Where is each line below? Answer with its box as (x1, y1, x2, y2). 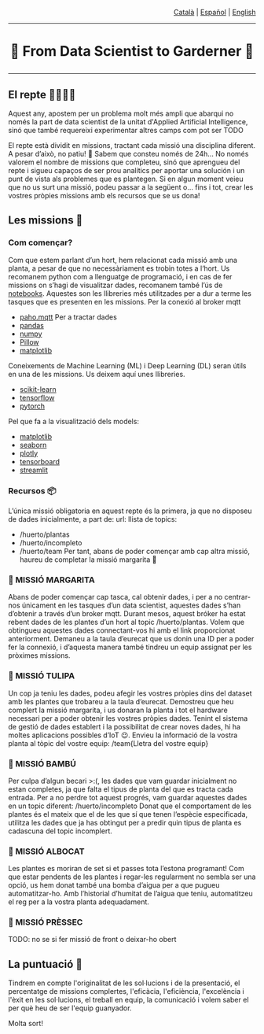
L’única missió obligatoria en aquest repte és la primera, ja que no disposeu (8, 506, 253, 515)
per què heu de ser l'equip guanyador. (8, 1003, 132, 1013)
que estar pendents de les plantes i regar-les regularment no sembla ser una (8, 872, 256, 881)
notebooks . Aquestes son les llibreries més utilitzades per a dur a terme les (8, 288, 251, 298)
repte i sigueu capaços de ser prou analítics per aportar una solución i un (8, 166, 245, 175)
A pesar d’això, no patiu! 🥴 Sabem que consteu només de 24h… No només (8, 150, 249, 158)
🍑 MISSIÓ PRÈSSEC (8, 917, 83, 928)
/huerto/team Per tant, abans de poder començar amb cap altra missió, (19, 546, 250, 556)
